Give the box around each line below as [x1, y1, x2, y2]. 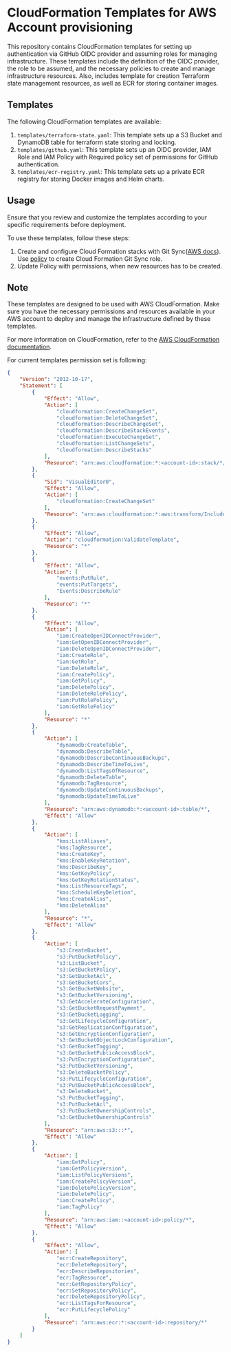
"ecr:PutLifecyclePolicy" [56, 1306, 131, 1313]
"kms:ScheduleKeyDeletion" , [56, 889, 137, 897]
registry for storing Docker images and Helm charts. [16, 175, 165, 183]
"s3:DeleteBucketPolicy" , [56, 1068, 131, 1076]
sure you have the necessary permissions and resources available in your [7, 307, 215, 315]
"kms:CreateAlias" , [56, 896, 112, 903]
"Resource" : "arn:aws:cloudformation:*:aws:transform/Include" [43, 511, 229, 518]
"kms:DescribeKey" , [56, 863, 112, 870]
